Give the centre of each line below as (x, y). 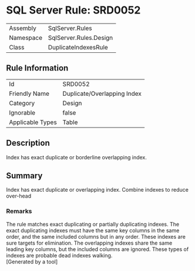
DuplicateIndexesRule (78, 47)
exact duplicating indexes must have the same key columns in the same (93, 230)
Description (28, 143)
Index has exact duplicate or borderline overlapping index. (76, 157)
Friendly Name (29, 93)
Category (22, 103)
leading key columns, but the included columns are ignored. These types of (97, 249)
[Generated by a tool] (32, 262)
